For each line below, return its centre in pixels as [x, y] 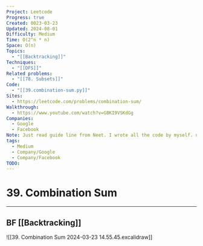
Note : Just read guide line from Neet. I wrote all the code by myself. [100, 135]
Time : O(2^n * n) [28, 40]
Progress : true [25, 17]
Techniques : [21, 62]
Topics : [16, 51]
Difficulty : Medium [31, 34]
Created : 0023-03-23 [32, 23]
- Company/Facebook [36, 157]
